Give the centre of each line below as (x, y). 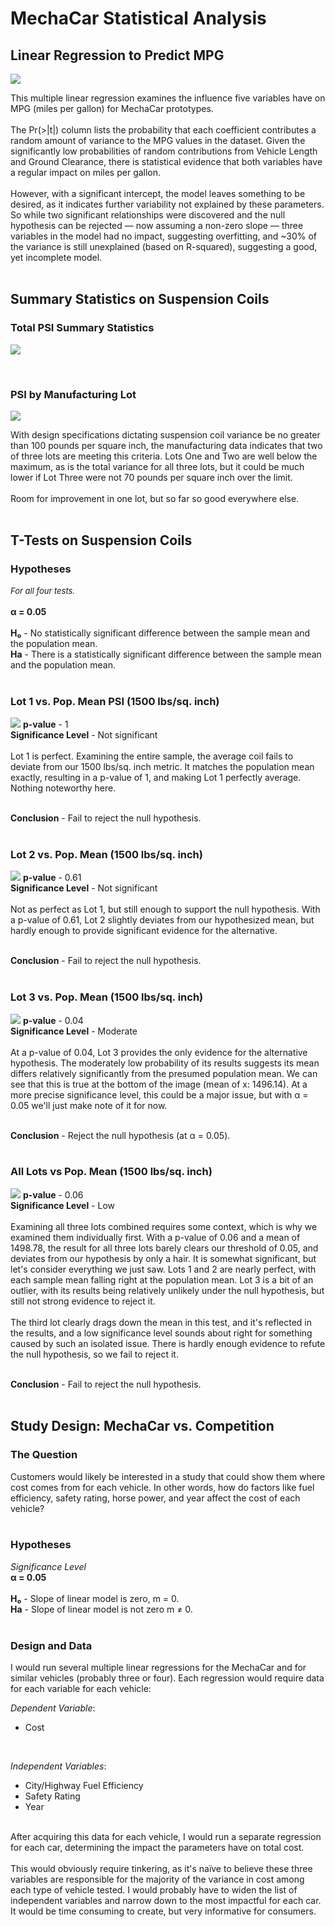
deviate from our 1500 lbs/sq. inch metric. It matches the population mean (162, 766)
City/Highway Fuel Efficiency (84, 1786)
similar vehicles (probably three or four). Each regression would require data (167, 1678)
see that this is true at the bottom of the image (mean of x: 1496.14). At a (159, 1084)
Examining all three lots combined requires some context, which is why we (164, 1226)
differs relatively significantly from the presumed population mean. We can (164, 1073)
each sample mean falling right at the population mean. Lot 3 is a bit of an (162, 1279)
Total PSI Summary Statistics (82, 328)
